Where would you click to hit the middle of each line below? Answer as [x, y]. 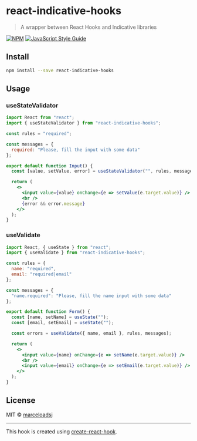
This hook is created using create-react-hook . [62, 431]
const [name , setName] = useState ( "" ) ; [60, 317]
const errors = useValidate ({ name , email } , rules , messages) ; [91, 334]
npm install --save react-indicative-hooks [60, 70]
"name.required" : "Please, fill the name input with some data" [91, 296]
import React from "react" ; [40, 118]
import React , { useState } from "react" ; [59, 247]
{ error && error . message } [53, 204]
